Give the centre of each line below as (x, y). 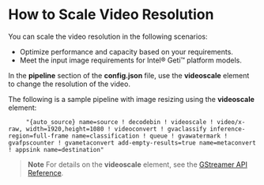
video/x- (231, 122)
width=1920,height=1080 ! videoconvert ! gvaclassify (116, 129)
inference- (228, 129)
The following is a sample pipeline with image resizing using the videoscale (132, 99)
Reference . (45, 172)
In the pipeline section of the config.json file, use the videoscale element (129, 75)
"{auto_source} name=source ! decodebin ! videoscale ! (120, 122)
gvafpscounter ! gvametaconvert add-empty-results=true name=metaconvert (132, 143)
